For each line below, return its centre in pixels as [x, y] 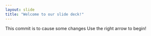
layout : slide [20, 10]
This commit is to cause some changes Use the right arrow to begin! [76, 28]
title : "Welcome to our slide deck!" [45, 14]
